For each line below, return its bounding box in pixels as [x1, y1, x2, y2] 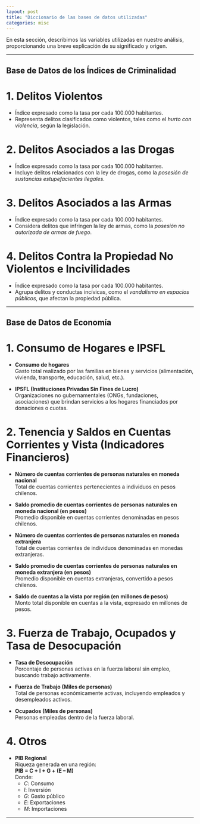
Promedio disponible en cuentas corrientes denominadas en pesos [14, 514, 180, 521]
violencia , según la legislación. [14, 122, 90, 129]
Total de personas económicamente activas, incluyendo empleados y [14, 689, 185, 696]
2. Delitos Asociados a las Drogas [6, 143, 174, 156]
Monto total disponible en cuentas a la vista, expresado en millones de [14, 599, 187, 606]
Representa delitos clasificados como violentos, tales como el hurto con [14, 115, 192, 122]
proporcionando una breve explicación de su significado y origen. [6, 42, 168, 50]
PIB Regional [14, 754, 47, 761]
